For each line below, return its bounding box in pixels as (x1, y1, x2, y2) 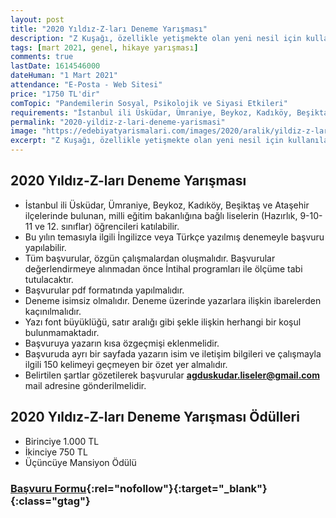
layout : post (10, 14, 65, 25)
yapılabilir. (24, 241, 67, 253)
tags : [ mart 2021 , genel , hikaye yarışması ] (10, 42, 199, 53)
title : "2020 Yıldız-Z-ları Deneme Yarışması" (10, 24, 208, 34)
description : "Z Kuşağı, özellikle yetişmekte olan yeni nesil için (10, 33, 302, 43)
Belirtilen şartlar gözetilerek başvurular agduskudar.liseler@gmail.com (24, 369, 320, 381)
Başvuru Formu (10, 481, 87, 495)
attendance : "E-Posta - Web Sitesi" (10, 80, 163, 90)
